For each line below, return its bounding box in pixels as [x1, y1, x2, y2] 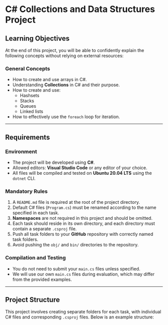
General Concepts [5, 65, 50, 72]
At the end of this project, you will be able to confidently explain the [5, 48, 144, 53]
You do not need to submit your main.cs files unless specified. [12, 265, 140, 271]
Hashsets [19, 93, 39, 99]
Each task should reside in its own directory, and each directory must [12, 220, 155, 226]
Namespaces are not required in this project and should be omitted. [12, 215, 152, 221]
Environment [5, 148, 37, 155]
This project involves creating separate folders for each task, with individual [5, 309, 161, 315]
